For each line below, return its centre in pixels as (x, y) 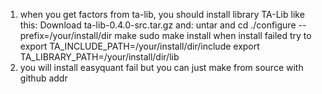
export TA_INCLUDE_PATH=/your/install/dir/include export (139, 46)
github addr (43, 78)
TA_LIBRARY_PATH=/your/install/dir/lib (99, 57)
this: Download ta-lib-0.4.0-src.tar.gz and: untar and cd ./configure (158, 25)
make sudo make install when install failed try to (213, 35)
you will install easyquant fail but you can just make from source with (161, 67)
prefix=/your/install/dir (66, 35)
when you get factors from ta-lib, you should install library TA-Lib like (162, 14)
